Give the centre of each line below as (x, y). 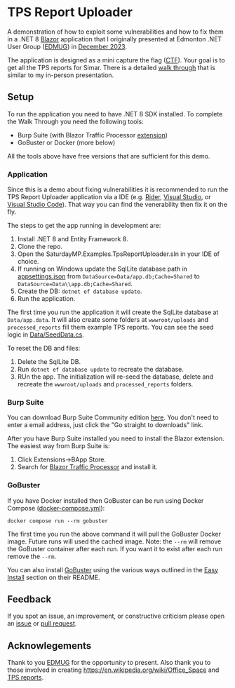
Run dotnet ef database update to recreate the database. (100, 370)
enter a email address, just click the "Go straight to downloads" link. (105, 425)
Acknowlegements (49, 646)
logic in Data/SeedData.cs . (46, 335)
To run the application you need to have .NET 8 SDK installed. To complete (115, 114)
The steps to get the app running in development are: (84, 226)
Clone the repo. (40, 247)
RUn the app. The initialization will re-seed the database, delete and (115, 377)
